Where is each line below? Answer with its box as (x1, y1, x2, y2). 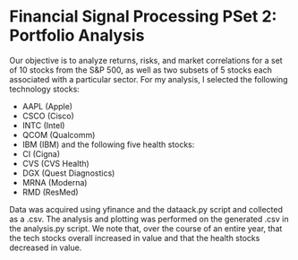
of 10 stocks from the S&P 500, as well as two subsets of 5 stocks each (9, 65, 273, 75)
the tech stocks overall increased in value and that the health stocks (9, 232, 260, 243)
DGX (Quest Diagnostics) (21, 168, 115, 178)
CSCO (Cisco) (21, 110, 74, 121)
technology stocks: (9, 83, 81, 94)
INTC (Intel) (21, 119, 65, 131)
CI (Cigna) (21, 148, 61, 159)
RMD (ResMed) (21, 186, 79, 197)
